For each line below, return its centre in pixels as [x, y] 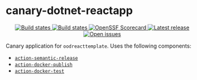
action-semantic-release [46, 58]
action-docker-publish [43, 65]
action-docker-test [39, 71]
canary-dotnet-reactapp [69, 11]
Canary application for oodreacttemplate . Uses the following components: [98, 46]
